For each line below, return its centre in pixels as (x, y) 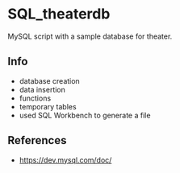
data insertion (42, 89)
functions (35, 98)
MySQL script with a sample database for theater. (90, 36)
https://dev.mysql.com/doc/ (65, 160)
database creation (49, 80)
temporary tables (48, 106)
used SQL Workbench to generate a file (85, 115)
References (37, 140)
